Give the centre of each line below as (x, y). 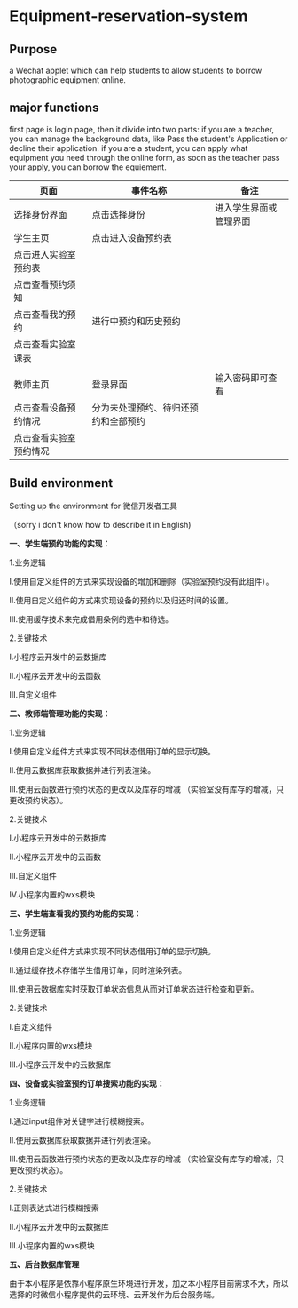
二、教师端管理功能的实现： (60, 714)
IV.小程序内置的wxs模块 (52, 894)
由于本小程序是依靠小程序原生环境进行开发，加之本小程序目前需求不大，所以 (149, 1283)
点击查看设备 (41, 408)
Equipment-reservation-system (129, 16)
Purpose (33, 49)
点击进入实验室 (45, 254)
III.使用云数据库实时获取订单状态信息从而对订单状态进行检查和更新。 (134, 989)
